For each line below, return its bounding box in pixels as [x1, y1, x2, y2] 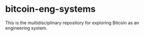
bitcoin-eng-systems [5, 3, 96, 15]
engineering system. [5, 25, 48, 31]
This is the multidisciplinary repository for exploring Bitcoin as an [5, 20, 139, 26]
